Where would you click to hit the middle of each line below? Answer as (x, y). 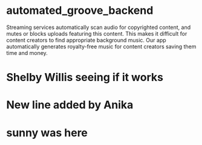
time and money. (27, 53)
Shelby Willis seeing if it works (85, 78)
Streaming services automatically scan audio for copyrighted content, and (99, 27)
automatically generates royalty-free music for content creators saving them (101, 47)
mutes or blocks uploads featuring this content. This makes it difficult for (97, 33)
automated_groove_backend (80, 11)
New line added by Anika (70, 105)
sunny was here (47, 133)
